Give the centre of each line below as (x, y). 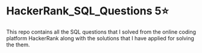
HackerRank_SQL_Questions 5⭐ (87, 11)
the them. (18, 45)
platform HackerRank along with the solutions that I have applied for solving (100, 38)
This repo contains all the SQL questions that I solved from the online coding (101, 32)
